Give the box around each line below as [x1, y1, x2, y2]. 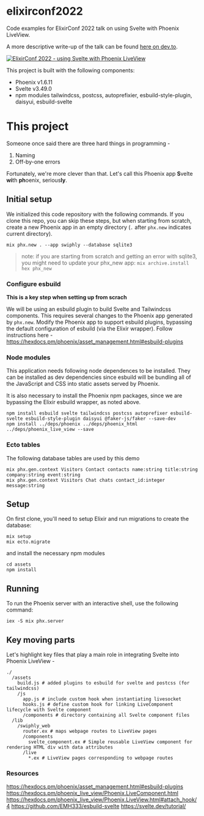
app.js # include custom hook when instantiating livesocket [22, 696, 182, 702]
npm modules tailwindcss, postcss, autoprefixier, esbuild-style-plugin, [15, 91, 192, 99]
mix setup [6, 534, 32, 540]
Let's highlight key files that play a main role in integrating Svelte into [6, 651, 180, 659]
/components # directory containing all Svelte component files [22, 712, 190, 719]
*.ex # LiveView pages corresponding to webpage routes [28, 755, 173, 762]
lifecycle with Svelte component [6, 707, 92, 713]
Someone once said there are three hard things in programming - [6, 140, 170, 147]
